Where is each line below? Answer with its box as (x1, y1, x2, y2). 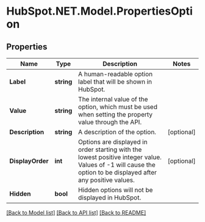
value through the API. (78, 118, 142, 126)
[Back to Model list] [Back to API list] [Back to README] (6, 209, 146, 216)
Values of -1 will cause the (78, 160, 156, 169)
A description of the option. (78, 128, 157, 136)
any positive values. (78, 176, 135, 184)
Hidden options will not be (78, 186, 153, 194)
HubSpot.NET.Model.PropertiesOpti (6, 4, 193, 18)
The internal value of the (78, 95, 148, 103)
